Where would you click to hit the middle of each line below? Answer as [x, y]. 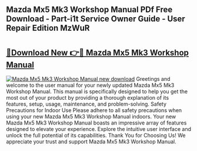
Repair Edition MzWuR [48, 28]
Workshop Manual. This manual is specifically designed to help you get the [97, 91]
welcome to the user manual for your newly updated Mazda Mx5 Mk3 [90, 85]
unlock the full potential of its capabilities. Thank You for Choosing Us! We [96, 135]
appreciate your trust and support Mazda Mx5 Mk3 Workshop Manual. [91, 142]
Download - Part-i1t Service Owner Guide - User [96, 19]
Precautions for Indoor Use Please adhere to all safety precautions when [94, 110]
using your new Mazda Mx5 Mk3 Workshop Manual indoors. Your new [91, 116]
